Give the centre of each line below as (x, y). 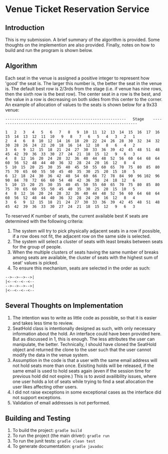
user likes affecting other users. (45, 386)
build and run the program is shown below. (49, 50)
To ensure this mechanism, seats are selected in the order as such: (81, 268)
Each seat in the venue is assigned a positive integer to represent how (77, 78)
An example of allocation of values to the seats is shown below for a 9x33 (81, 104)
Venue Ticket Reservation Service (77, 9)
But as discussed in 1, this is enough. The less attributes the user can (83, 339)
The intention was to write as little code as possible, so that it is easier (84, 317)
